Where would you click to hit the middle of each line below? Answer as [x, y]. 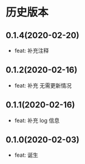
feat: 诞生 [26, 155]
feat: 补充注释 [32, 50]
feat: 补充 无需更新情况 [43, 85]
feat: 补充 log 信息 [37, 120]
